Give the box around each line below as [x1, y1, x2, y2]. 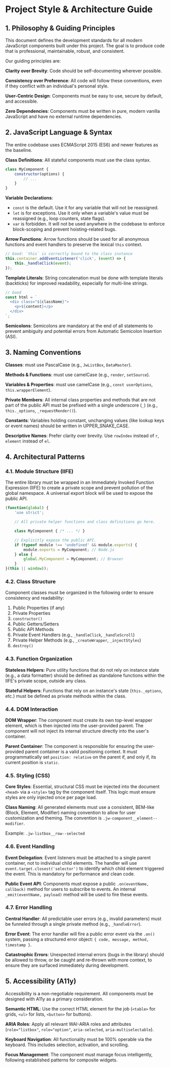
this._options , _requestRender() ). [5, 407, 77, 414]
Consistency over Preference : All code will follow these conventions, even [5, 78, 162, 83]
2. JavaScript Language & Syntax [5, 128, 113, 137]
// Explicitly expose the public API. [14, 538, 96, 543]
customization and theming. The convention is [5, 815, 102, 821]
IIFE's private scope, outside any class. [5, 677, 87, 684]
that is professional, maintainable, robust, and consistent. [5, 48, 125, 54]
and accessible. [5, 98, 38, 104]
